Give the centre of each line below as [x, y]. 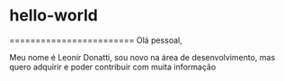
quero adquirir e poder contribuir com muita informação [113, 67]
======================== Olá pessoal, [96, 40]
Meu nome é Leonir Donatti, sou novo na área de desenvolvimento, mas [142, 57]
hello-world [54, 16]
